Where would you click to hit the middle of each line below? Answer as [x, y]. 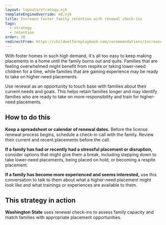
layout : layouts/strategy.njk [36, 10]
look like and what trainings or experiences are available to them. [71, 185]
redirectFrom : [20, 42]
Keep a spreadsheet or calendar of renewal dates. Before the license [77, 129]
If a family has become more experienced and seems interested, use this [81, 174]
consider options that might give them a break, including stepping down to [81, 154]
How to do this [28, 117]
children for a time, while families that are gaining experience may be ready [82, 71]
